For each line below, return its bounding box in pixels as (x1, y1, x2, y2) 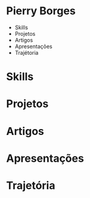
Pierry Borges (6, 4, 76, 18)
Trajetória (6, 178, 55, 192)
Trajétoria (14, 49, 39, 56)
